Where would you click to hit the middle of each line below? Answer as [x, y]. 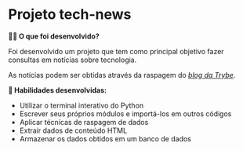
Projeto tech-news [70, 15]
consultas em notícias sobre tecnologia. [73, 60]
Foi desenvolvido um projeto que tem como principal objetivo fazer [116, 51]
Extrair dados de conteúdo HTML [73, 130]
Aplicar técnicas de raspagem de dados [84, 122]
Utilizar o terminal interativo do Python [82, 105]
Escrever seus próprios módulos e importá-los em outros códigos [125, 113]
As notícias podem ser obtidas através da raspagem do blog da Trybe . [122, 75]
